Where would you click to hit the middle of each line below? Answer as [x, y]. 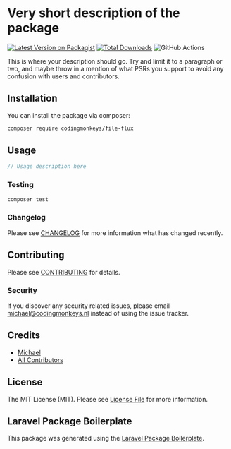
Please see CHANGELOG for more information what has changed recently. [115, 233]
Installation [32, 98]
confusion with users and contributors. [63, 76]
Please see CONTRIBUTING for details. [64, 272]
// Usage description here [47, 167]
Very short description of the [94, 13]
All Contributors [40, 360]
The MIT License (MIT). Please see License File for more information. [107, 399]
